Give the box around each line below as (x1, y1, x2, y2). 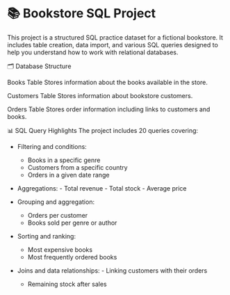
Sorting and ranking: (17, 232, 76, 240)
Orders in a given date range (27, 170, 110, 179)
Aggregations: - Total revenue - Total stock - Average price (17, 184, 187, 192)
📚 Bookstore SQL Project (7, 6, 156, 22)
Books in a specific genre (27, 156, 101, 164)
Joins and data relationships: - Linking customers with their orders (17, 266, 208, 275)
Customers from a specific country (27, 163, 128, 171)
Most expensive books (27, 245, 92, 254)
